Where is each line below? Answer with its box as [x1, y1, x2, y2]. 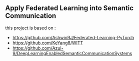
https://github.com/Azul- [12, 45, 63, 51]
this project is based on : [5, 25, 56, 31]
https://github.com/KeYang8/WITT [12, 40, 83, 46]
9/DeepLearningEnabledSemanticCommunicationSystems [12, 50, 132, 56]
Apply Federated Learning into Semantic [5, 4, 134, 12]
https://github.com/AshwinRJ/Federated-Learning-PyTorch [12, 34, 134, 40]
